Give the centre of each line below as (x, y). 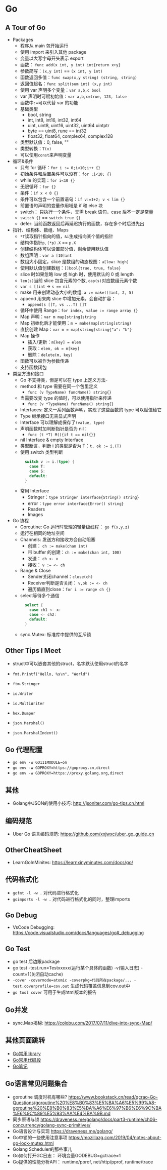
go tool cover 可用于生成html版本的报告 (54, 992)
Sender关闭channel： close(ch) (60, 577)
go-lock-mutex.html (33, 1143)
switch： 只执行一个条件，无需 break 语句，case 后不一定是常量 (87, 212)
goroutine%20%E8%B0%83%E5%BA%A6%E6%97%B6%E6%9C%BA (87, 1108)
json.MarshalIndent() (35, 733)
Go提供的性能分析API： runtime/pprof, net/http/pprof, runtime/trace (83, 1162)
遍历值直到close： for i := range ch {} (69, 589)
